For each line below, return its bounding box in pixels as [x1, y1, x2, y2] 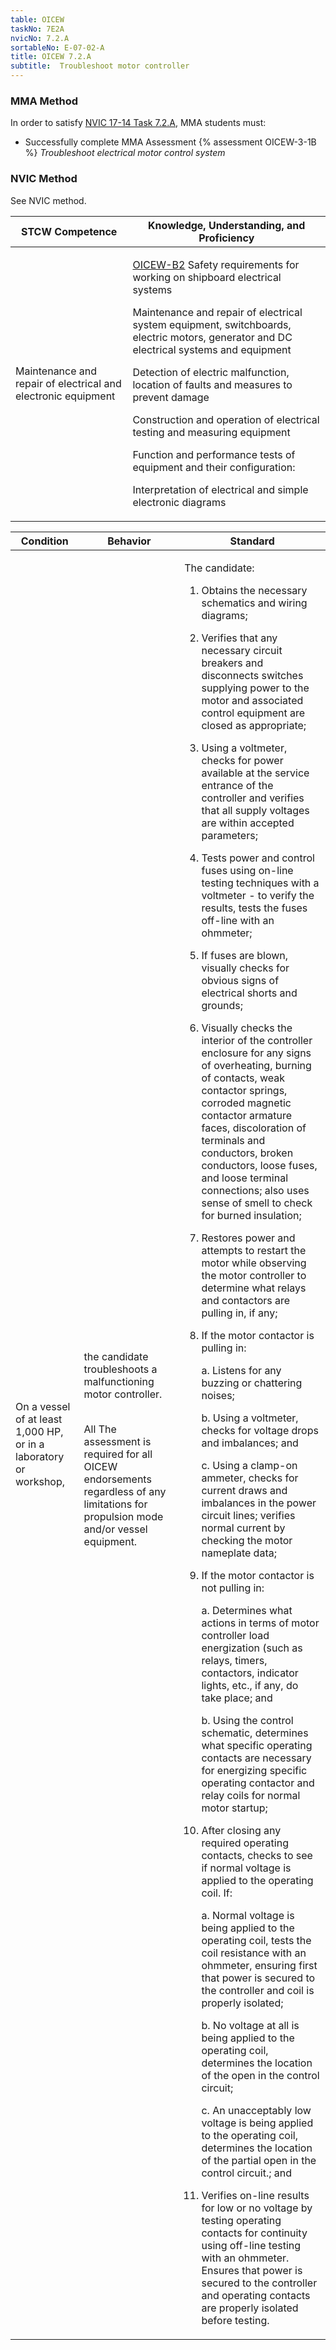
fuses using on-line [201, 863, 294, 877]
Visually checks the [201, 1021, 293, 1035]
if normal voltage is [201, 1861, 292, 1875]
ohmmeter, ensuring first [201, 1958, 318, 1972]
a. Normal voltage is [201, 1908, 295, 1922]
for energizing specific [201, 1763, 308, 1777]
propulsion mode [83, 1509, 164, 1523]
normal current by [201, 1521, 286, 1535]
